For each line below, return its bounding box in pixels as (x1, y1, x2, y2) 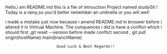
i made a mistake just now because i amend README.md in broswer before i (5, 19, 162, 25)
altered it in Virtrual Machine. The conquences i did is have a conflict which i (5, 24, 162, 30)
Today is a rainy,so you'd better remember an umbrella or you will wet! (5, 9, 150, 15)
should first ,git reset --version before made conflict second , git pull (5, 29, 146, 35)
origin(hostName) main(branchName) (5, 34, 82, 40)
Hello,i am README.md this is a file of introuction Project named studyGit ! (5, 4, 158, 10)
